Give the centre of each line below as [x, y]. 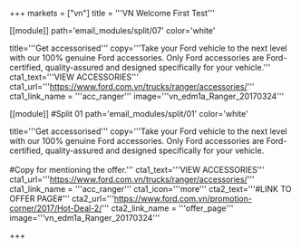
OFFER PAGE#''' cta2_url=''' [62, 199]
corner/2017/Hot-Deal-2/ [56, 208]
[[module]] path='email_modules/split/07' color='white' [112, 30]
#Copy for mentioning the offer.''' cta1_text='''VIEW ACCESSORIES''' [137, 170]
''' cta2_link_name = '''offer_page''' [167, 208]
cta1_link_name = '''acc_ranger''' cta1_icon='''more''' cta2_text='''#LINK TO [150, 189]
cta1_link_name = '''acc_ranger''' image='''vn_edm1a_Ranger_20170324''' [147, 96]
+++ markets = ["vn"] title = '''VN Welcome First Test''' [112, 13]
